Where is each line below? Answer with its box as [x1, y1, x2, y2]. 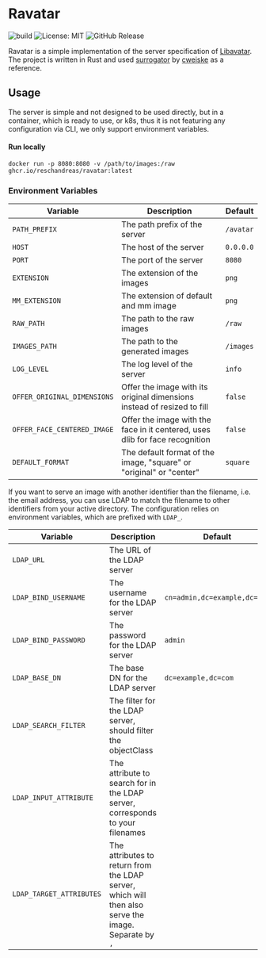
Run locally [8, 142, 46, 151]
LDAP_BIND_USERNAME [12, 593, 85, 603]
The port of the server [121, 255, 203, 266]
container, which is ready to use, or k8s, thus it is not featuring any [8, 116, 226, 125]
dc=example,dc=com [164, 673, 234, 683]
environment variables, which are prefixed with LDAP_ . [8, 512, 184, 522]
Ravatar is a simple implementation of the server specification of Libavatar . [8, 46, 253, 56]
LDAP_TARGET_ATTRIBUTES [12, 890, 102, 899]
